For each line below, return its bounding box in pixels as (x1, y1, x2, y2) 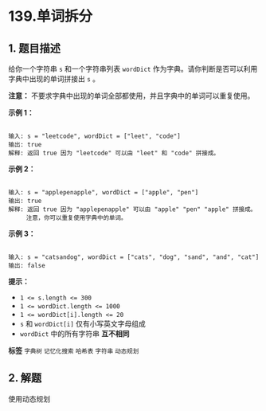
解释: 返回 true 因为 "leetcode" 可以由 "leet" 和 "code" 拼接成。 (8, 149, 221, 157)
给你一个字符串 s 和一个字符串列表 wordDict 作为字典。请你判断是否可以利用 (8, 65, 258, 73)
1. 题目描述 (8, 41, 61, 55)
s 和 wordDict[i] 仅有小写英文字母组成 (19, 319, 146, 328)
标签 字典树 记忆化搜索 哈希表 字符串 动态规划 (8, 346, 139, 355)
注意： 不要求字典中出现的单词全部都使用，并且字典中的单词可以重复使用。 (8, 91, 255, 100)
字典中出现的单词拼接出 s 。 (8, 74, 100, 84)
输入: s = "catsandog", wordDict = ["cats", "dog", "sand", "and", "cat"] (8, 253, 260, 261)
